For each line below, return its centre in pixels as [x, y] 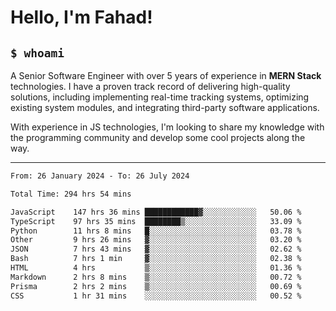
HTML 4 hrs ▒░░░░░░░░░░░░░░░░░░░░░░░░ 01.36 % [156, 268]
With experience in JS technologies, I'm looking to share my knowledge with [167, 127]
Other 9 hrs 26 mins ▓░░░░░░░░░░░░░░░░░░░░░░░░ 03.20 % [156, 240]
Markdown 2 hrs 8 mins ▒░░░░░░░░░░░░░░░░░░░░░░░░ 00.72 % [156, 277]
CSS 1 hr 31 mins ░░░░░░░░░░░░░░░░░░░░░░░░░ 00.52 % [156, 296]
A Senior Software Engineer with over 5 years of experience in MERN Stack [166, 75]
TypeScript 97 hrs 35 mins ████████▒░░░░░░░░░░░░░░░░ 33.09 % [156, 221]
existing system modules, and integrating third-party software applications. [165, 107]
